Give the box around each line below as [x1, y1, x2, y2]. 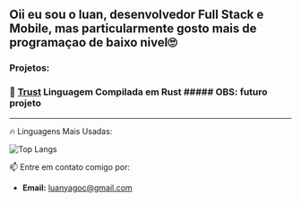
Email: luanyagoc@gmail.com [21, 182, 133, 193]
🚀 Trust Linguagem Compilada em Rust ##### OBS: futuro [9, 86, 268, 98]
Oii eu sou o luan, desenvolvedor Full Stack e [9, 7, 264, 22]
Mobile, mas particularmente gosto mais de [9, 21, 257, 37]
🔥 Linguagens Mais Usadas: [9, 125, 113, 137]
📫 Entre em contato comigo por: [9, 161, 130, 173]
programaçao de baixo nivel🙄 [9, 35, 177, 50]
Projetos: [9, 62, 50, 74]
